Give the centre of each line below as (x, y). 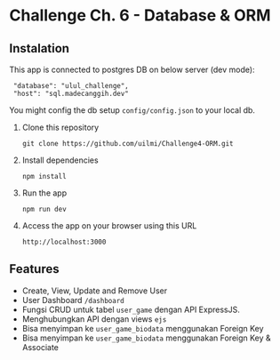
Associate (40, 347)
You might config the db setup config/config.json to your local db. (132, 110)
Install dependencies (60, 160)
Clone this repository (60, 127)
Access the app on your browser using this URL (109, 226)
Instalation (39, 48)
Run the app (44, 193)
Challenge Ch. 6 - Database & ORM (140, 16)
